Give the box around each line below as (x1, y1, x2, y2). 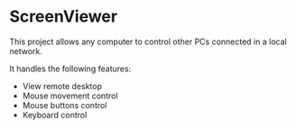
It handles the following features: (9, 63, 132, 74)
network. (9, 45, 43, 56)
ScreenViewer (9, 6, 118, 27)
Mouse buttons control (22, 99, 107, 110)
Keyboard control (22, 109, 88, 120)
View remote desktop (22, 80, 102, 91)
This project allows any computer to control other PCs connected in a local (9, 36, 287, 47)
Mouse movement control (22, 90, 119, 101)
